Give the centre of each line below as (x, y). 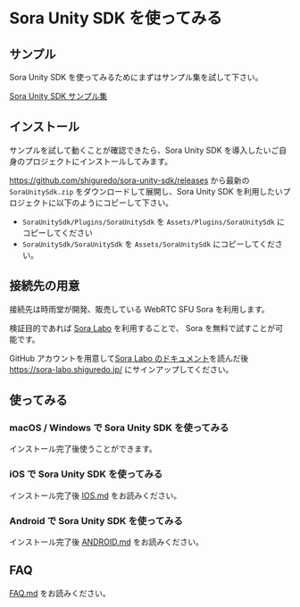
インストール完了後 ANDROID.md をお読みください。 (106, 542)
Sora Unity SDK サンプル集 (58, 96)
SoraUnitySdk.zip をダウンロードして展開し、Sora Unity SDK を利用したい (146, 191)
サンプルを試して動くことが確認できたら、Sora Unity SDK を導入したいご (144, 150)
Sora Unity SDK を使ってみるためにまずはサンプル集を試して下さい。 (136, 77)
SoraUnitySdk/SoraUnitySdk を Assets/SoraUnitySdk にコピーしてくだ (148, 244)
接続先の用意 (45, 286)
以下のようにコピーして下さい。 (115, 203)
